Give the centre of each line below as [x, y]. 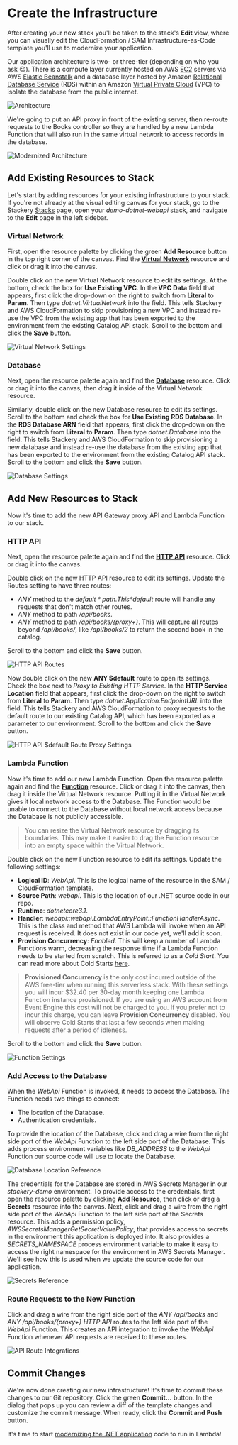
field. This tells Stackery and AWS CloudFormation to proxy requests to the [117, 708]
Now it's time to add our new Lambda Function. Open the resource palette [115, 779]
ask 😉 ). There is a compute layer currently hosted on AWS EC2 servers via [117, 69]
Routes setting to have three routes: [59, 586]
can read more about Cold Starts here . [74, 963]
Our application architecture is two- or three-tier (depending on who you [113, 61]
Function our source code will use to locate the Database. [91, 1156]
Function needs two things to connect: [63, 1099]
